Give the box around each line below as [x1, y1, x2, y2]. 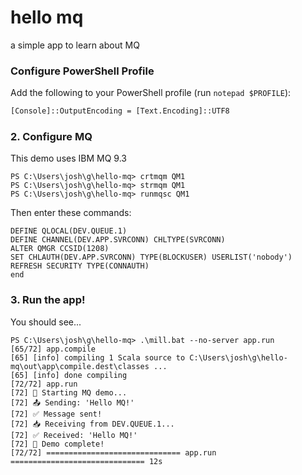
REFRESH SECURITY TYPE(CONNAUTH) [10, 261, 150, 271]
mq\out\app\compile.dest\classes [10, 361, 150, 371]
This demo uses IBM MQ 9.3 [10, 152, 127, 165]
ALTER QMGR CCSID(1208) [10, 244, 110, 254]
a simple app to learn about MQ [10, 39, 140, 51]
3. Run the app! [10, 293, 86, 307]
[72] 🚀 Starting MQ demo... [10, 387, 128, 398]
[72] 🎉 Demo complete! [10, 439, 105, 449]
